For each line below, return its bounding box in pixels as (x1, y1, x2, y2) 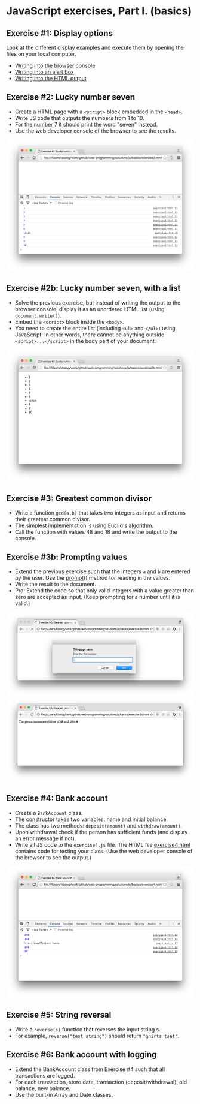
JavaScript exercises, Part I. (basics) (6, 4, 192, 18)
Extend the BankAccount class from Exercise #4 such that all (14, 1066, 165, 1073)
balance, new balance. (14, 1084, 70, 1092)
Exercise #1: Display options (6, 28, 113, 38)
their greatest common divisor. (14, 516, 91, 523)
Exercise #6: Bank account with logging (6, 1049, 157, 1060)
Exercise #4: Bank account (6, 793, 109, 804)
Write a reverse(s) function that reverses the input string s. (14, 1025, 161, 1033)
